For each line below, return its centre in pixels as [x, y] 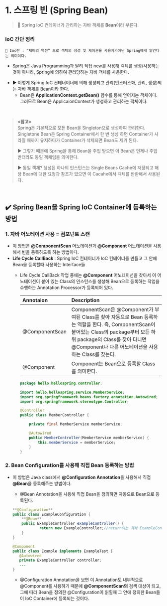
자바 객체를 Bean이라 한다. [43, 89]
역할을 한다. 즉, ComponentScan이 [116, 324]
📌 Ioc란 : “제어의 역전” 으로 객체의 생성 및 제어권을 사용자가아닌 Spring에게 [76, 51]
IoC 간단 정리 [20, 39]
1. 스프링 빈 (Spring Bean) [57, 10]
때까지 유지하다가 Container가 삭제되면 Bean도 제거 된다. [82, 141]
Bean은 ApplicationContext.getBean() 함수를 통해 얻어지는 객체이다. [88, 95]
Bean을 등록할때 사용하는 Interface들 [49, 264]
